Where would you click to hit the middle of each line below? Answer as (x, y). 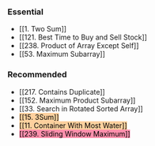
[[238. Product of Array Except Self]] (79, 46)
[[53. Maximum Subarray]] (62, 54)
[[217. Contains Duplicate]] (62, 92)
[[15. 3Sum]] (39, 117)
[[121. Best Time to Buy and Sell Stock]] (83, 37)
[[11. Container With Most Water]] (73, 125)
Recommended (38, 75)
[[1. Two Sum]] (43, 29)
